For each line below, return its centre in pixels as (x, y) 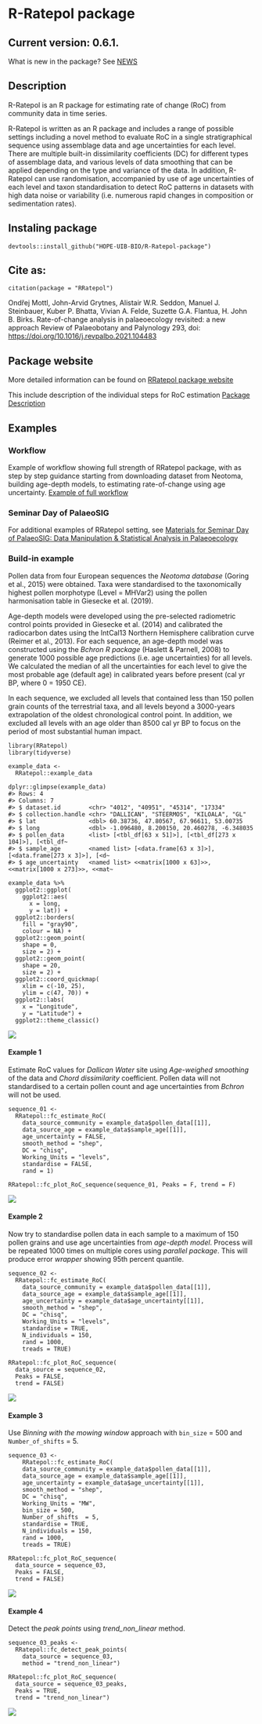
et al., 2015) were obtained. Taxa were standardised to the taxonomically (125, 584)
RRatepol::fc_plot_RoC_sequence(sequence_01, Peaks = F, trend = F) (122, 1185)
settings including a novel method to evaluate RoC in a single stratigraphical (130, 137)
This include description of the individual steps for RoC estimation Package (129, 395)
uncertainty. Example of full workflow (68, 492)
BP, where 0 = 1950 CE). (47, 683)
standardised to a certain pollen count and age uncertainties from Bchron (126, 1086)
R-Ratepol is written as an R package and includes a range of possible (121, 128)
